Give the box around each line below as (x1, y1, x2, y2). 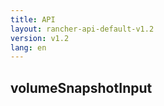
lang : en (10, 42, 47, 53)
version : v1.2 (10, 33, 70, 43)
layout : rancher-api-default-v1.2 (10, 24, 155, 34)
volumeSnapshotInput (10, 79, 153, 96)
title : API (10, 14, 56, 25)
